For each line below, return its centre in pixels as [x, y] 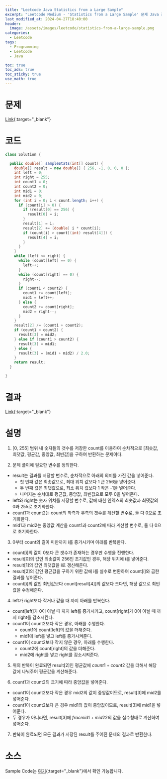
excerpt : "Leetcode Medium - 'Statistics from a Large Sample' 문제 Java [82, 14]
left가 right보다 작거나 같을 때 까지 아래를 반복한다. [61, 600]
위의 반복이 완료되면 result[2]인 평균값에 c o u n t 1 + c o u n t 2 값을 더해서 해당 [84, 665]
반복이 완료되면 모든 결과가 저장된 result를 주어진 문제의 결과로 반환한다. [82, 734]
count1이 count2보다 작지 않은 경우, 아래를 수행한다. [63, 642]
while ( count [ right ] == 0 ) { [48, 274]
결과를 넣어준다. [28, 577]
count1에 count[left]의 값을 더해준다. [56, 630]
